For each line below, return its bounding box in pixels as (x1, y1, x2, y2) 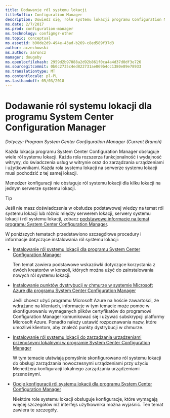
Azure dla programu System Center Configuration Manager (12, 287, 136, 294)
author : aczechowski (5, 45, 49, 50)
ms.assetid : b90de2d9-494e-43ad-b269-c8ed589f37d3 (5, 41, 114, 46)
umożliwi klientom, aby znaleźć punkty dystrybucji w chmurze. (12, 324, 144, 330)
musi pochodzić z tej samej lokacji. (5, 170, 78, 176)
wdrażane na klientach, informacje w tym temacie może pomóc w (12, 303, 150, 309)
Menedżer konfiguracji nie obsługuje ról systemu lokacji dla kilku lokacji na (5, 180, 161, 186)
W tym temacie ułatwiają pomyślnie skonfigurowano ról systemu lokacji (12, 355, 161, 361)
